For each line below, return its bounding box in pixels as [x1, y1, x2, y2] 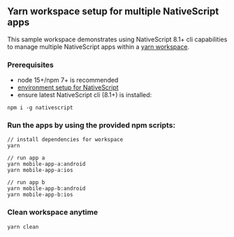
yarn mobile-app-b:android [7, 185, 86, 192]
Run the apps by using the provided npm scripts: [7, 120, 176, 130]
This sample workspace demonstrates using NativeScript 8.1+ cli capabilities [7, 35, 228, 43]
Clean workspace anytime [7, 208, 98, 217]
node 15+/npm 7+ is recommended [17, 76, 119, 85]
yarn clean [7, 223, 39, 230]
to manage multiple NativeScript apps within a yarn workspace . [7, 42, 190, 51]
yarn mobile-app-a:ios [7, 167, 73, 174]
